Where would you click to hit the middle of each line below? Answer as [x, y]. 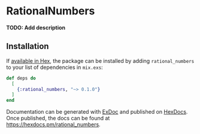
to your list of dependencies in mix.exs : [54, 67]
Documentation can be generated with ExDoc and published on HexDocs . [97, 112]
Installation [28, 46]
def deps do [21, 78]
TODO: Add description [36, 28]
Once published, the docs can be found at [58, 118]
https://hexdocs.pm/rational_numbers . [53, 124]
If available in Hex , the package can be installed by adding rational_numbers [100, 60]
